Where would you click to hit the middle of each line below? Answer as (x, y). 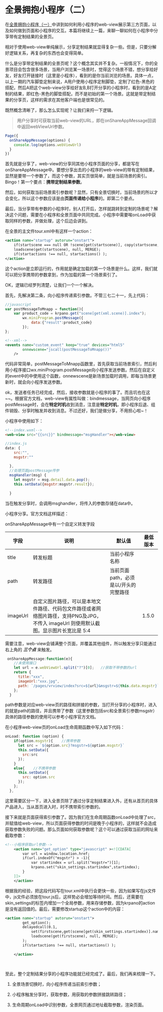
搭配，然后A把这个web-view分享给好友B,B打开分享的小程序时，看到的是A (79, 88)
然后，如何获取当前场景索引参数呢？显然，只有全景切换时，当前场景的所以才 (81, 192)
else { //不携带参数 (35, 768)
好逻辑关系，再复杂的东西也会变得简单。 (45, 53)
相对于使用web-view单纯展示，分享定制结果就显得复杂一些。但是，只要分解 (81, 47)
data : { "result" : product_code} (61, 323)
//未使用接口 (25, 663)
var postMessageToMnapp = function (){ (44, 309)
